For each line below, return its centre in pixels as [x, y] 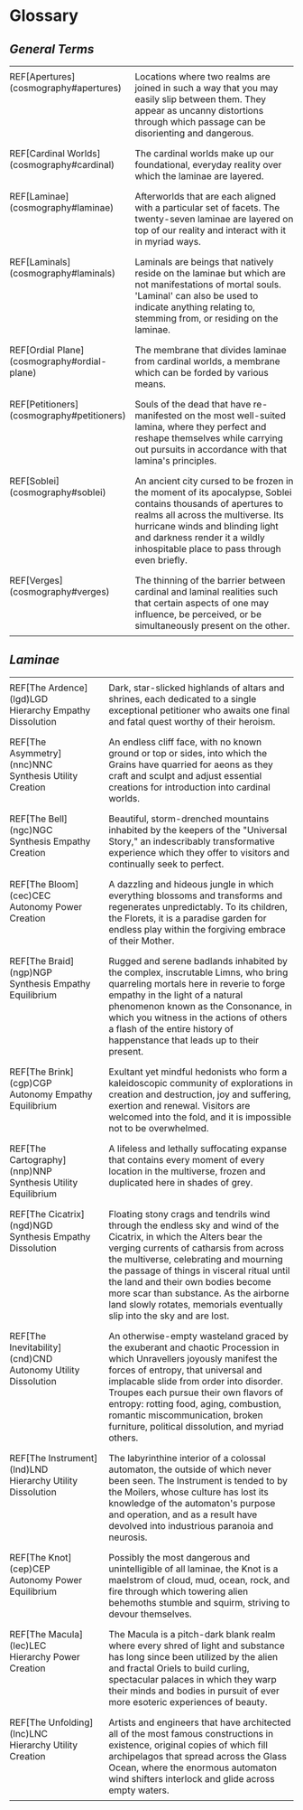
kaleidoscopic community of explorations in [201, 1083]
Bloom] [64, 884]
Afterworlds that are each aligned [206, 197]
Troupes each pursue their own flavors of [196, 1393]
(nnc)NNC [31, 764]
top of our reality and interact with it [211, 230]
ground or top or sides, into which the [188, 753]
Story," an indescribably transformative [192, 841]
